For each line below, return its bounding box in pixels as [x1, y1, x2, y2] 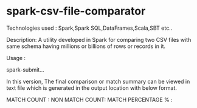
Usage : [6, 54, 26, 61]
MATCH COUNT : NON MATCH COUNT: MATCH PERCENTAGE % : [6, 96, 173, 103]
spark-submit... [6, 66, 44, 73]
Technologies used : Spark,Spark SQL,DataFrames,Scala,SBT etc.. [6, 24, 173, 32]
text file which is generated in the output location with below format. [6, 84, 178, 92]
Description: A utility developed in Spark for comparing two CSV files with [6, 36, 192, 43]
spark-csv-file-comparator [6, 4, 146, 18]
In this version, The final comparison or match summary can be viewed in [6, 78, 190, 85]
